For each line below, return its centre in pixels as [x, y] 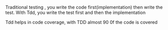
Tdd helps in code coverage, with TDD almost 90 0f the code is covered [81, 22]
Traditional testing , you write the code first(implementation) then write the [84, 7]
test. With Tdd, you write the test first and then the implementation [76, 12]
